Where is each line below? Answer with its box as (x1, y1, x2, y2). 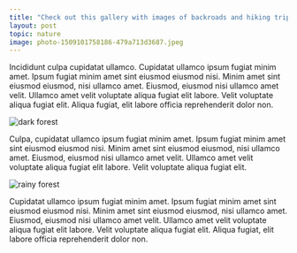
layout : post (9, 21, 57, 30)
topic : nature (9, 29, 62, 38)
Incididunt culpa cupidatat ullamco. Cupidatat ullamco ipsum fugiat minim (9, 62, 277, 73)
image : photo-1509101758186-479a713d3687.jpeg (9, 37, 184, 47)
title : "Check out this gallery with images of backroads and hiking (9, 12, 271, 22)
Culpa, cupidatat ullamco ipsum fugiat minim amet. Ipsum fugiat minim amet (9, 134, 286, 144)
